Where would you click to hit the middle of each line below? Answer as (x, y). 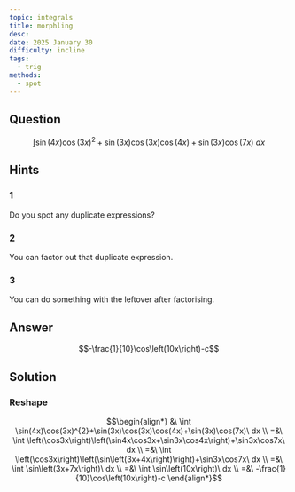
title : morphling (41, 26)
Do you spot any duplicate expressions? (82, 215)
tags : (19, 59)
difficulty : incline (47, 51)
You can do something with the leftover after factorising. (112, 299)
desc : (19, 34)
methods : (25, 75)
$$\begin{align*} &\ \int (149, 421)
